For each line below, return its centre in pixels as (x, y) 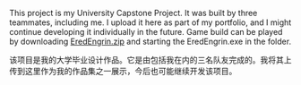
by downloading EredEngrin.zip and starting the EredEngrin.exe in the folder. (150, 41)
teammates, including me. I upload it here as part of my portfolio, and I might (150, 22)
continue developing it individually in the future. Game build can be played (146, 32)
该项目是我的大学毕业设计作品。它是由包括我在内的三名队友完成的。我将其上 (150, 60)
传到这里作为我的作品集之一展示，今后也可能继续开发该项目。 (123, 71)
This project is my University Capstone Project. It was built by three (133, 13)
